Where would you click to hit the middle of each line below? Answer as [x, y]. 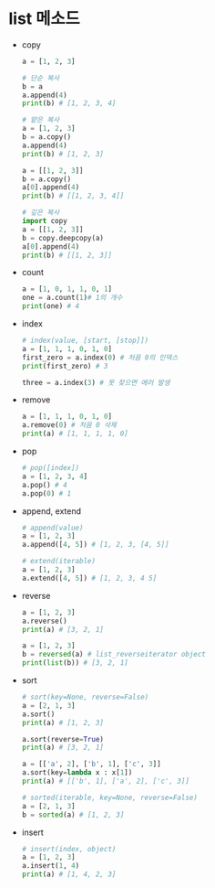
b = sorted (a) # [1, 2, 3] [73, 815]
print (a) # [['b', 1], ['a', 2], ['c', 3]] [106, 781]
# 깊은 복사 [41, 213]
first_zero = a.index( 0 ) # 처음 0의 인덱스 [100, 358]
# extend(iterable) [59, 562]
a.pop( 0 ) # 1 [46, 493]
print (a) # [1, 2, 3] [62, 722]
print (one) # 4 [51, 306]
